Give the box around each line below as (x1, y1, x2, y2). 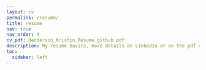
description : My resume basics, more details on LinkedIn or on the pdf (6, 43, 196, 49)
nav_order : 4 (6, 32, 40, 38)
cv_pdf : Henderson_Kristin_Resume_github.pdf (6, 37, 124, 43)
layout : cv (6, 9, 34, 15)
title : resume (6, 20, 43, 26)
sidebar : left (12, 54, 48, 60)
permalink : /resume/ (6, 15, 59, 21)
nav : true (6, 26, 32, 32)
